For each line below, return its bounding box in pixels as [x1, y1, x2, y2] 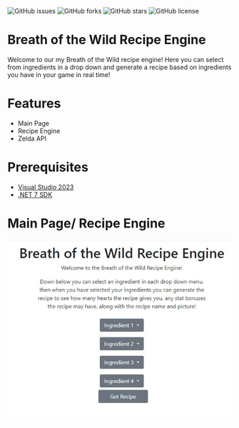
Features [7, 96, 61, 112]
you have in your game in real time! [7, 70, 111, 78]
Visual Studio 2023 [17, 183, 74, 191]
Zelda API [17, 134, 46, 143]
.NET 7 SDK [17, 190, 53, 199]
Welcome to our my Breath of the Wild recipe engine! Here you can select [7, 55, 224, 63]
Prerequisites [7, 159, 89, 175]
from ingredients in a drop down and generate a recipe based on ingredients [7, 63, 232, 71]
